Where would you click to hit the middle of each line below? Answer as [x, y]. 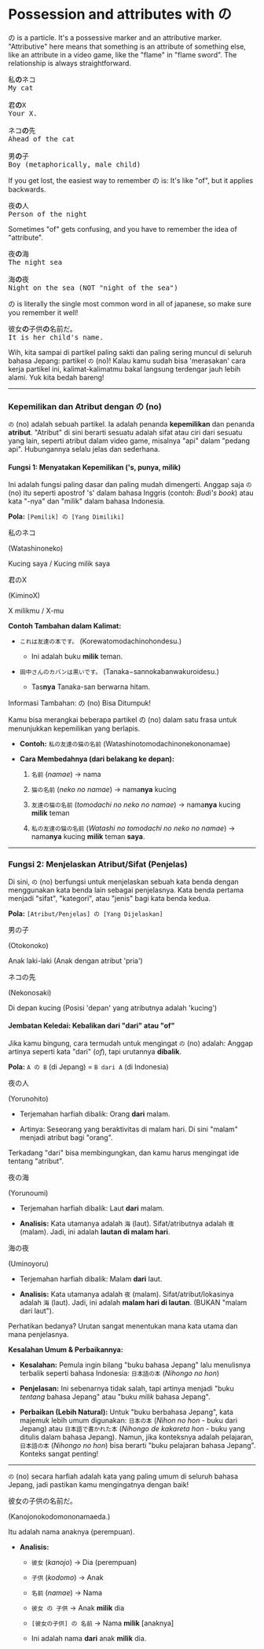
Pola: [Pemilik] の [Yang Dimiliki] [66, 517]
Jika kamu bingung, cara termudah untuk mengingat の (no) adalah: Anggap [131, 1043]
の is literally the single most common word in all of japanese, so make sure [130, 303]
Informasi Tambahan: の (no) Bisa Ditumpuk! [80, 703]
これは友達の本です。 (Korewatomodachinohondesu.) [101, 641]
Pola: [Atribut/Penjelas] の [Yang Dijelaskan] [86, 913]
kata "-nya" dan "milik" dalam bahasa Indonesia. [86, 501]
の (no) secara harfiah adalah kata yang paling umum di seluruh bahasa [123, 1476]
